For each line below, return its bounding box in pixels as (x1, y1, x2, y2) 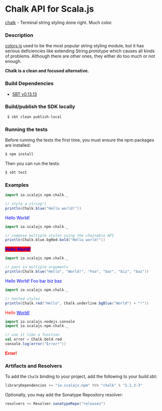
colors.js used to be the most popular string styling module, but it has (5, 43, 144, 49)
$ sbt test (5, 170, 27, 175)
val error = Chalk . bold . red (5, 337, 62, 342)
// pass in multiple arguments (5, 265, 69, 269)
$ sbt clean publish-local (7, 114, 62, 119)
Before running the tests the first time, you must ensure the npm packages (5, 137, 154, 143)
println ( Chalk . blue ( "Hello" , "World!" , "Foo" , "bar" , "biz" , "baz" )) (5, 269, 149, 274)
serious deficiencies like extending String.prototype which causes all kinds (5, 48, 155, 54)
